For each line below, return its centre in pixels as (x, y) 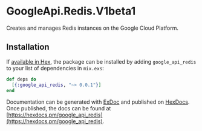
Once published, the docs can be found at (59, 109)
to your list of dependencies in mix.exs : (55, 68)
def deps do (21, 79)
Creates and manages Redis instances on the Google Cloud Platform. (92, 28)
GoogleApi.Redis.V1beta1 (71, 11)
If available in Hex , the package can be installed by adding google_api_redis (101, 61)
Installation (28, 47)
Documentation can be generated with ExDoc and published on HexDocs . (98, 102)
